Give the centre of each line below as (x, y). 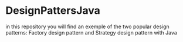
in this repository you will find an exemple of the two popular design (87, 26)
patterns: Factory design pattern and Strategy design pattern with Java (91, 32)
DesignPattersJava (53, 11)
